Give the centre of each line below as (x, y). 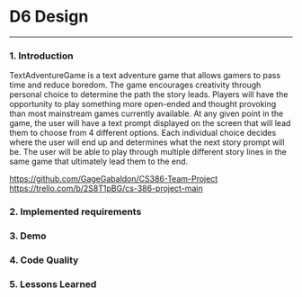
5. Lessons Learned (53, 283)
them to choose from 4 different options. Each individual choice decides (143, 133)
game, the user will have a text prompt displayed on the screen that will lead (150, 123)
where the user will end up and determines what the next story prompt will (147, 142)
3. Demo (28, 236)
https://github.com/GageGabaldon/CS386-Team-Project (114, 179)
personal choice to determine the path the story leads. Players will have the (149, 94)
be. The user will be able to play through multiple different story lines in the (148, 152)
